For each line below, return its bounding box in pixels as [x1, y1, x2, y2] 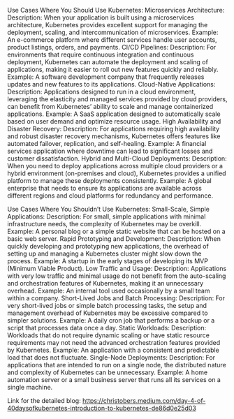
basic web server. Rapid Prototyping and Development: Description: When [7, 235, 221, 243]
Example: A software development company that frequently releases [7, 73, 205, 81]
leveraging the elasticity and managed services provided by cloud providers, [7, 95, 228, 103]
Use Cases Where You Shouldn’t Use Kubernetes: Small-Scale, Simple [7, 205, 210, 213]
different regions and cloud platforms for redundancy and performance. [7, 191, 214, 200]
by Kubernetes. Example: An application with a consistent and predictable [7, 346, 220, 354]
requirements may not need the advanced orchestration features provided [7, 339, 221, 346]
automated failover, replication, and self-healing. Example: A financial [7, 140, 207, 147]
